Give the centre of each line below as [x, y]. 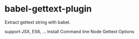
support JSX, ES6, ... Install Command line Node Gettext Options [69, 31]
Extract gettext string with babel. [37, 22]
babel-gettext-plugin [48, 9]
